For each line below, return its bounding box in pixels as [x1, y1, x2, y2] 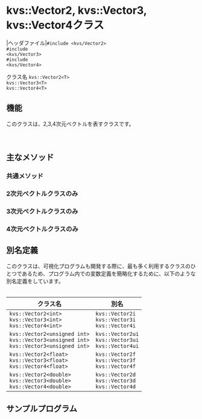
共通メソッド [6, 172, 44, 181]
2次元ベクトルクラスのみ [6, 189, 78, 197]
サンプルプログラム [6, 404, 77, 414]
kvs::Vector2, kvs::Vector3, [6, 4, 147, 17]
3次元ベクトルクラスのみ [6, 207, 78, 216]
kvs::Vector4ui [95, 343, 139, 349]
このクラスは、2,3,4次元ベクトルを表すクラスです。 [6, 120, 134, 127]
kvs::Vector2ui [95, 331, 139, 337]
